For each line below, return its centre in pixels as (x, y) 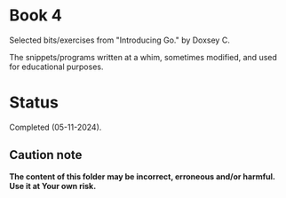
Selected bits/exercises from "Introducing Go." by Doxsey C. (120, 40)
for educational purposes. (56, 67)
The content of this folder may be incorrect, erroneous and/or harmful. (142, 176)
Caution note (46, 155)
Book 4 (36, 16)
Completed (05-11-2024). (56, 127)
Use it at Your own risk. (53, 186)
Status (34, 103)
